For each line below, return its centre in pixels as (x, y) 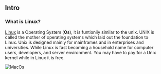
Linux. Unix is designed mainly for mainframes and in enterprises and (74, 42)
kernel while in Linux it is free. (35, 58)
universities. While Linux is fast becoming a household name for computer (79, 47)
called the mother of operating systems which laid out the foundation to (77, 37)
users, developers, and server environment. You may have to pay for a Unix (81, 52)
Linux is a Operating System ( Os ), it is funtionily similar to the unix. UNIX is (80, 32)
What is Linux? (23, 22)
